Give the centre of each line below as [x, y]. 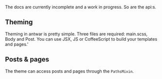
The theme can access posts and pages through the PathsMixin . [70, 71]
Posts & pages [27, 59]
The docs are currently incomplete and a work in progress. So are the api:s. [81, 7]
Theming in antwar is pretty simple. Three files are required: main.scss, [76, 34]
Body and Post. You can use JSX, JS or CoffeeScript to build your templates [81, 39]
